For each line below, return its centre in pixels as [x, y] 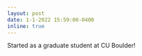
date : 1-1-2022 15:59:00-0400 [51, 20]
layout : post [26, 13]
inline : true [26, 26]
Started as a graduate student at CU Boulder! [72, 46]
